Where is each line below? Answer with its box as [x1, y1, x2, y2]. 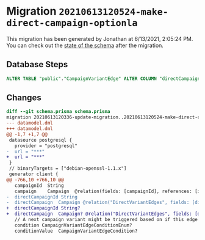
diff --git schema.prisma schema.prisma [6, 109, 111, 115]
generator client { [9, 171, 59, 178]
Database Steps [6, 59, 68, 70]
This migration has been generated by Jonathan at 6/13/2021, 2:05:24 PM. [6, 35, 193, 42]
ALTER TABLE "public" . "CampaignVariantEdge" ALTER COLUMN [6, 75, 157, 82]
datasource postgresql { [9, 137, 72, 143]
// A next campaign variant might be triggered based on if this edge [14, 217, 198, 223]
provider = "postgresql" [14, 142, 78, 149]
